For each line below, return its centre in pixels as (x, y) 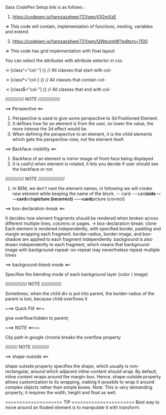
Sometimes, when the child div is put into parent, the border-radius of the (80, 293)
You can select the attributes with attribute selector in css (64, 61)
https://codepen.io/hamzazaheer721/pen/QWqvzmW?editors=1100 (80, 41)
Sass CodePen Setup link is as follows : (45, 7)
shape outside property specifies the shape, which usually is (67, 366)
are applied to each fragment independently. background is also (87, 239)
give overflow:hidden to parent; (37, 318)
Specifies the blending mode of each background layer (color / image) (77, 274)
